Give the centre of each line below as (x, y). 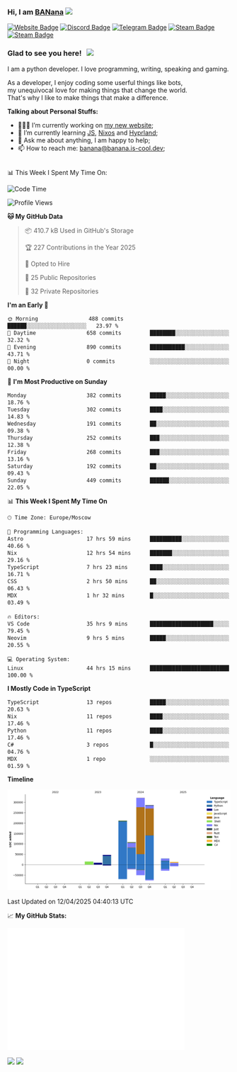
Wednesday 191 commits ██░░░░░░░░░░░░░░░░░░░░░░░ (118, 424)
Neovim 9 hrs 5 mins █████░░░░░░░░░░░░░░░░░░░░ (118, 638)
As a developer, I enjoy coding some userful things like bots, (95, 82)
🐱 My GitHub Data (35, 216)
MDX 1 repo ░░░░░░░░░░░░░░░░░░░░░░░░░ (118, 759)
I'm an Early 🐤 (28, 305)
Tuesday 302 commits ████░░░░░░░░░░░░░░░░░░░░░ (118, 410)
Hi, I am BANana (35, 12)
